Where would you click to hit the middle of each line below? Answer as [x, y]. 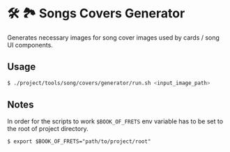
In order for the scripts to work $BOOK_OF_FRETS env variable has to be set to [115, 121]
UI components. [30, 45]
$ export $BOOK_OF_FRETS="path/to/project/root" [79, 142]
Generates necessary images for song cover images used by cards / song [113, 37]
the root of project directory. [48, 129]
